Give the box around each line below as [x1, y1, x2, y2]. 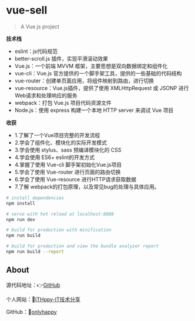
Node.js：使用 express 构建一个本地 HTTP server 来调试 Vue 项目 [14, 107, 174, 114]
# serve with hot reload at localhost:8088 [6, 211, 115, 217]
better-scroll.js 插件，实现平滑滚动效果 [14, 55, 109, 62]
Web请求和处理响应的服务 [14, 92, 78, 99]
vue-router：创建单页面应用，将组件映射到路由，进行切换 [14, 77, 154, 84]
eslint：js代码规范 [14, 48, 58, 55]
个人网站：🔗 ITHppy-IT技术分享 [6, 296, 80, 303]
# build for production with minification [6, 227, 112, 233]
